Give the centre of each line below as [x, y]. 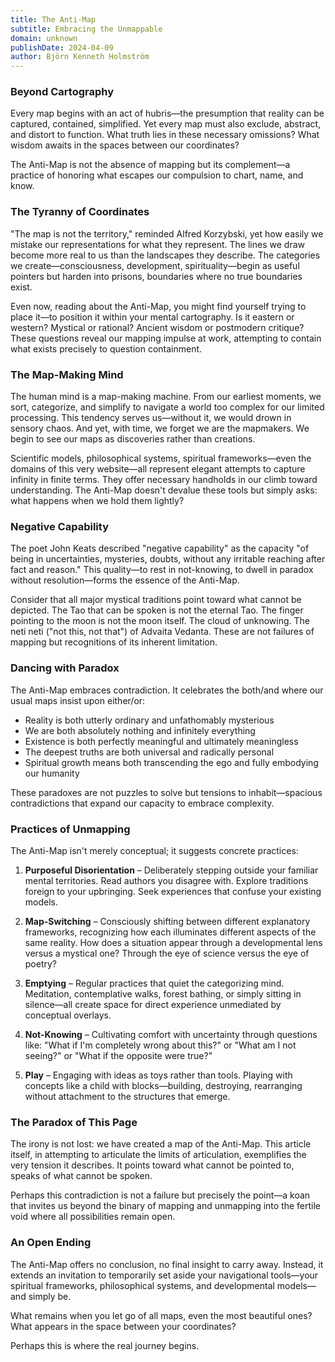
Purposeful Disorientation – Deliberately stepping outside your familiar [171, 870]
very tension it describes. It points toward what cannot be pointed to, [152, 1165]
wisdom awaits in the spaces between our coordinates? [125, 145]
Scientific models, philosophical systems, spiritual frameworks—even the [161, 458]
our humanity [52, 773]
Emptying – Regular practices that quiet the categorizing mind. [154, 983]
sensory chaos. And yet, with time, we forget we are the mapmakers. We [160, 428]
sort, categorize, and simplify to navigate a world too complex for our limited [167, 407]
